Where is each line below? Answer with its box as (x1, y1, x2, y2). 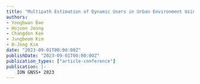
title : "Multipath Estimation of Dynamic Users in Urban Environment (6, 8, 183, 15)
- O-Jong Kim (6, 42, 39, 48)
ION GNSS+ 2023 (17, 69, 55, 75)
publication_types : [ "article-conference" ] (6, 58, 116, 64)
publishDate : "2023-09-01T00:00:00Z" (6, 53, 100, 59)
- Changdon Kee (6, 31, 44, 37)
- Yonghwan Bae (6, 20, 44, 25)
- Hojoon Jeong (6, 25, 44, 31)
